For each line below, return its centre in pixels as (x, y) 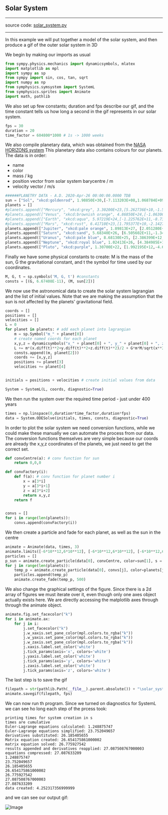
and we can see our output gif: (37, 797)
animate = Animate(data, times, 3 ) (42, 547)
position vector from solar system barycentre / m (63, 181)
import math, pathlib (28, 96)
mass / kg (22, 176)
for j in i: (26, 624)
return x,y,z (37, 495)
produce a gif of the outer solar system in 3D (51, 45)
